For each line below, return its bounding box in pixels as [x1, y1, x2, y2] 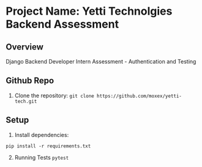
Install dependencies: [14, 131, 69, 138]
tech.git [14, 98, 37, 105]
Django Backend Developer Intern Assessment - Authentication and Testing [6, 58, 196, 65]
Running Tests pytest [14, 154, 69, 161]
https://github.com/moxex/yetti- [96, 93, 182, 99]
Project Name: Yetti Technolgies [6, 4, 173, 18]
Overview [6, 42, 44, 52]
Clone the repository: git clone [14, 92, 94, 99]
